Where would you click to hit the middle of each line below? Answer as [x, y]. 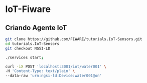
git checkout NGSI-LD [28, 48]
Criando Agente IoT [36, 28]
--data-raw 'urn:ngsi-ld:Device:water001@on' [53, 76]
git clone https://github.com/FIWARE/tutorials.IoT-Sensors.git [74, 39]
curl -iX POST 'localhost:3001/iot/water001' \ [56, 66]
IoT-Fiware [28, 9]
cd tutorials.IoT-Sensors [32, 43]
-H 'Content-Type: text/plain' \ [40, 71]
